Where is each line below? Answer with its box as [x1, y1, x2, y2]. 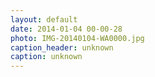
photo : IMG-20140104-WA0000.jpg [10, 33, 145, 43]
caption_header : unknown [10, 42, 114, 53]
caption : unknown [10, 52, 83, 62]
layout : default [10, 14, 78, 25]
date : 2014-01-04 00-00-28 [10, 24, 123, 34]
